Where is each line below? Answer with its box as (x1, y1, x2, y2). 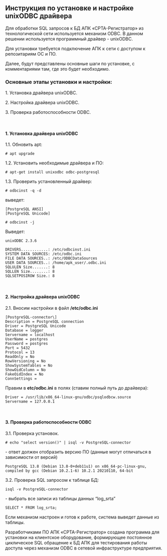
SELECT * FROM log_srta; (5, 505, 57, 510)
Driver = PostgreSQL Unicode (5, 323, 66, 328)
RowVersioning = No (5, 358, 46, 363)
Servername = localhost (5, 332, 55, 337)
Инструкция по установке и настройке (5, 4, 134, 13)
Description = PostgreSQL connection (5, 319, 84, 324)
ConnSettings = (5, 376, 37, 381)
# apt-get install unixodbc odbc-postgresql (5, 170, 100, 175)
